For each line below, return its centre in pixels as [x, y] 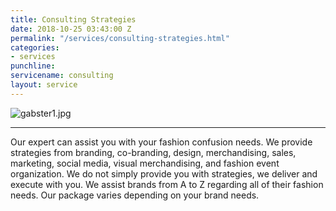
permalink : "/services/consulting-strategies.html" [120, 38]
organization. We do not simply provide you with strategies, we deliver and [164, 173]
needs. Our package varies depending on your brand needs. [135, 195]
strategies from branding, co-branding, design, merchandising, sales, [153, 152]
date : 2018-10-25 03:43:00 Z [71, 29]
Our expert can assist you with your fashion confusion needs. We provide [161, 142]
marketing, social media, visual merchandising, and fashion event [145, 163]
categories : [35, 47]
